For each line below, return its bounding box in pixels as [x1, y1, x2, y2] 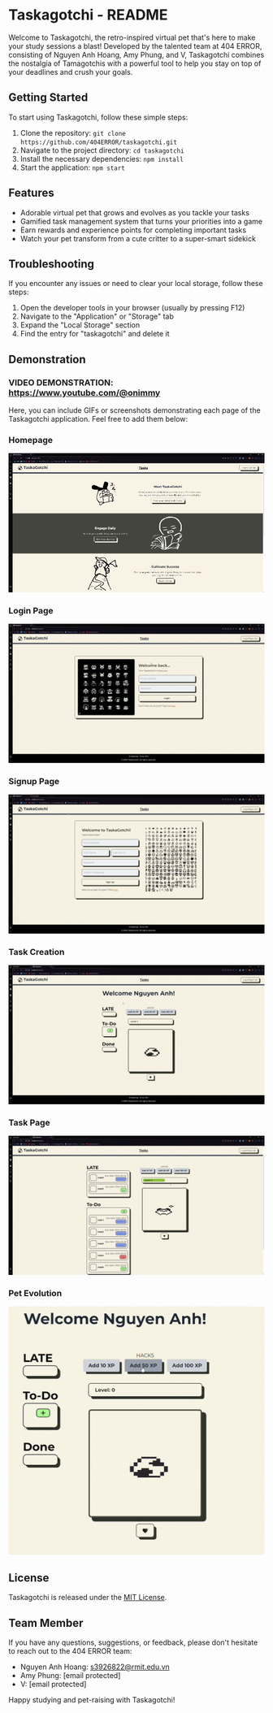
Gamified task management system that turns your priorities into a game [19, 216, 262, 226]
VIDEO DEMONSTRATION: [8, 376, 114, 388]
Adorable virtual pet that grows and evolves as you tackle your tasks [19, 207, 250, 217]
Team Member [8, 1615, 84, 1630]
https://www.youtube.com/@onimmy [8, 387, 161, 398]
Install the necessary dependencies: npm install [19, 154, 184, 163]
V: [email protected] [19, 1679, 87, 1689]
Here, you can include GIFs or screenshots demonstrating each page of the [8, 405, 262, 415]
